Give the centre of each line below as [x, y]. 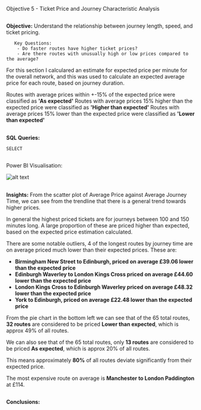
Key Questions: [33, 44]
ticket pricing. [23, 32]
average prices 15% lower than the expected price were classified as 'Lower [100, 114]
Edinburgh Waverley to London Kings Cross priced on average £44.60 [104, 274]
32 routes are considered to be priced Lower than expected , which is [92, 324]
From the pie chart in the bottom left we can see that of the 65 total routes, [98, 318]
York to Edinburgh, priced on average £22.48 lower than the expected [103, 300]
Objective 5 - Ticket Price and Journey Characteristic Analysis [83, 9]
